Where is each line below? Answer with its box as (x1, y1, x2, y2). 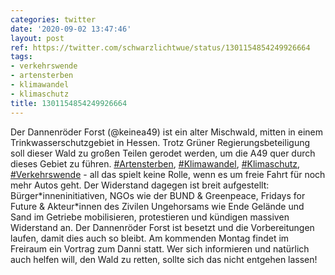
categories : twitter (10, 14, 97, 25)
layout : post (10, 33, 65, 43)
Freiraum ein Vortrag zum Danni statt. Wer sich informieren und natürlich (10, 242, 310, 255)
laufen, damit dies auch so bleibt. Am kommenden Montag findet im (10, 232, 290, 244)
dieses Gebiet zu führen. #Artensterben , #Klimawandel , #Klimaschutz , (10, 157, 301, 170)
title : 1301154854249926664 (10, 98, 128, 108)
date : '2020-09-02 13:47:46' (10, 24, 132, 34)
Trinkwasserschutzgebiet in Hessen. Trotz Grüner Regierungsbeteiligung (10, 136, 311, 148)
